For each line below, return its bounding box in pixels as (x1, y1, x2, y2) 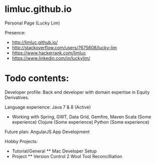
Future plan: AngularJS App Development (4, 129, 90, 135)
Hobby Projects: (4, 138, 38, 144)
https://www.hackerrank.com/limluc (11, 50, 86, 56)
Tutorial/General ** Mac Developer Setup (11, 148, 97, 154)
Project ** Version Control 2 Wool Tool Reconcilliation (11, 153, 122, 159)
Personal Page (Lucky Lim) (4, 20, 60, 26)
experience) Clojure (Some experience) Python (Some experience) (11, 119, 149, 125)
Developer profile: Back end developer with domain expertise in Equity (4, 89, 150, 95)
